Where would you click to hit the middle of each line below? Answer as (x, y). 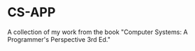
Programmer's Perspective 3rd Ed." (59, 39)
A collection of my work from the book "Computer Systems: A (97, 32)
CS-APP (32, 12)
